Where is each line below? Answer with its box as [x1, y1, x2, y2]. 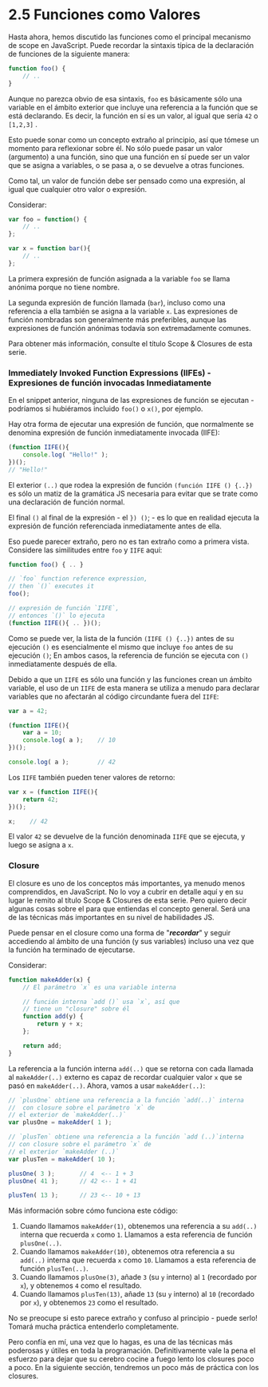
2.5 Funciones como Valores [8, 6, 201, 24]
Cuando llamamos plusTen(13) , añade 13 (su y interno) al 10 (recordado [19, 1289, 255, 1299]
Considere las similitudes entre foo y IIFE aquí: [8, 545, 163, 555]
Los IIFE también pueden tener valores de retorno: [8, 772, 175, 782]
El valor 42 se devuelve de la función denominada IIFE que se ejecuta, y [8, 831, 246, 841]
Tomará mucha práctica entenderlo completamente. [8, 1321, 179, 1332]
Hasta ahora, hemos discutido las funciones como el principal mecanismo [8, 32, 251, 42]
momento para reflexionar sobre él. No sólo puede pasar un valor [8, 143, 223, 153]
